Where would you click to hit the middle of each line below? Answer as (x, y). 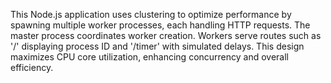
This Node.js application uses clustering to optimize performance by (151, 14)
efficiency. (32, 67)
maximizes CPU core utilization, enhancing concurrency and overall (150, 57)
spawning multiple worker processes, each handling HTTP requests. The (160, 25)
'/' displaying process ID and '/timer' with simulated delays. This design (157, 46)
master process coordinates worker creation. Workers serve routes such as (166, 35)
